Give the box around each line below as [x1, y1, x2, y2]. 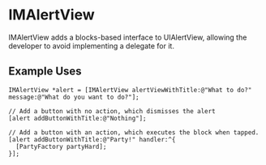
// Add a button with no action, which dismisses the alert [8, 107, 217, 115]
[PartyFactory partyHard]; [15, 142, 107, 150]
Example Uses [8, 65, 83, 78]
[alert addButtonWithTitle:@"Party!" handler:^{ [8, 135, 176, 143]
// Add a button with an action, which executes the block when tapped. [8, 128, 260, 137]
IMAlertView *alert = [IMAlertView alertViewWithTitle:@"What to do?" [8, 86, 252, 94]
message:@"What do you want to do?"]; [8, 93, 139, 101]
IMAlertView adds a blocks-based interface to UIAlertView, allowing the [8, 32, 247, 42]
